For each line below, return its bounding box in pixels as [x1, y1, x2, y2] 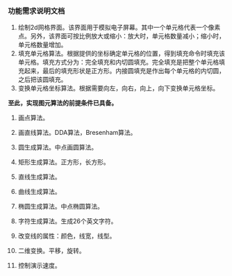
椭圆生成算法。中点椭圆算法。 [17, 202, 103, 211]
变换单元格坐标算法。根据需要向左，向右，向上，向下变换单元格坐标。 [17, 84, 219, 92]
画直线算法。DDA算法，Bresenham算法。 [17, 129, 137, 137]
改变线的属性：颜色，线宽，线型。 [17, 232, 116, 241]
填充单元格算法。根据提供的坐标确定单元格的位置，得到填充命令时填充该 [17, 49, 225, 58]
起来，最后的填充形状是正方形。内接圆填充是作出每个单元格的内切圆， [24, 67, 225, 75]
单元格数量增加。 [17, 40, 67, 49]
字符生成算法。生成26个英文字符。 [17, 217, 117, 225]
